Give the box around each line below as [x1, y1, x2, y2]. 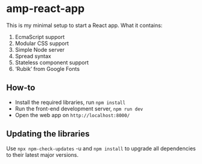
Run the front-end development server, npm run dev [14, 105, 144, 112]
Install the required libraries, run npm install [14, 99, 125, 106]
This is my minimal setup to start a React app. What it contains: [6, 22, 163, 29]
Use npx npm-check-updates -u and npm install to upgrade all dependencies [6, 145, 196, 152]
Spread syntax [14, 52, 51, 59]
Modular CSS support [14, 40, 69, 47]
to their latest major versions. [6, 151, 79, 158]
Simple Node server [14, 46, 65, 53]
